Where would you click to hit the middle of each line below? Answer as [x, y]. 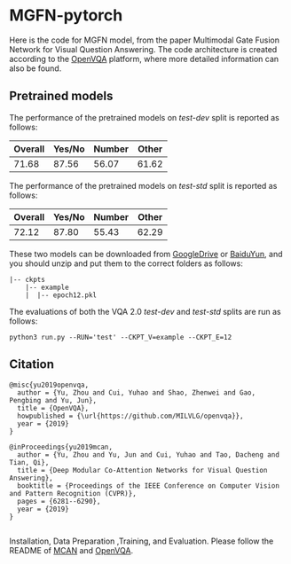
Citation [32, 364]
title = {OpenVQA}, [53, 408]
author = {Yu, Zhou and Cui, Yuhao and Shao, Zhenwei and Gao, [136, 392]
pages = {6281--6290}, [59, 501]
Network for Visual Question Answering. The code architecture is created [143, 49]
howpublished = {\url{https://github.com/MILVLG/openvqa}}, [130, 416]
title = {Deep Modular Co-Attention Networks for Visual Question [142, 470]
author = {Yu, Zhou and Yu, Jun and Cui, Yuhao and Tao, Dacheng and [148, 454]
